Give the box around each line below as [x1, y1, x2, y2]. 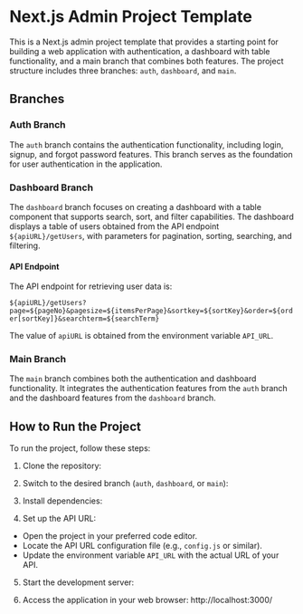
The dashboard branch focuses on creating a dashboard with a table [9, 201, 262, 212]
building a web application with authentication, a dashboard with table [9, 45, 270, 56]
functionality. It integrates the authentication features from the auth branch [9, 383, 288, 394]
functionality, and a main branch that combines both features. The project [9, 55, 284, 66]
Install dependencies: [22, 495, 103, 506]
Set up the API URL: [22, 513, 97, 524]
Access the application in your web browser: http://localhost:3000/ [22, 595, 273, 606]
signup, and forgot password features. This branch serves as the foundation [9, 149, 293, 159]
